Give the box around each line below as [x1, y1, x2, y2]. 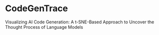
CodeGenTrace [5, 3, 68, 14]
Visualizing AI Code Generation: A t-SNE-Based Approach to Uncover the [5, 19, 155, 25]
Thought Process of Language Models [5, 24, 83, 30]
